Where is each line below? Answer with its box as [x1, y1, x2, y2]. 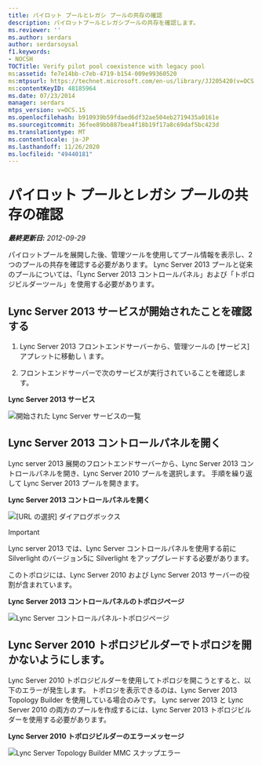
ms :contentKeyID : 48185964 [8, 84, 96, 93]
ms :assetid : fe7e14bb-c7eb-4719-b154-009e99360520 [8, 70, 177, 78]
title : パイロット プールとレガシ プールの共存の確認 [8, 11, 163, 20]
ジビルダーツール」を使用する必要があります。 [8, 279, 159, 289]
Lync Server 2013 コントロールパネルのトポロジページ [8, 596, 184, 606]
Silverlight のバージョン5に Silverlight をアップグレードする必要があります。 [8, 553, 253, 563]
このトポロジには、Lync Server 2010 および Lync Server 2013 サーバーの [8, 570, 243, 579]
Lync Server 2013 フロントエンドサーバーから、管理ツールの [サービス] [19, 342, 250, 351]
